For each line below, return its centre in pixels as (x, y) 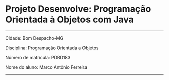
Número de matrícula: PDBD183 (38, 57)
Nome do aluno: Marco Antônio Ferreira (46, 67)
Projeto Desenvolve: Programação (78, 9)
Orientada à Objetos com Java (70, 20)
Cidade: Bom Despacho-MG (34, 38)
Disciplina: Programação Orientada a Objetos (52, 48)
